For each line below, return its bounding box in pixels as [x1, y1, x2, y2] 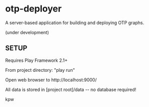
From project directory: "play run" [5, 67, 76, 73]
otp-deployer [5, 3, 62, 15]
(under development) [5, 29, 49, 35]
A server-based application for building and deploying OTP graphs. [5, 20, 144, 26]
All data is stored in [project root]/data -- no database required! [5, 86, 136, 92]
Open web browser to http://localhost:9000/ [5, 76, 97, 83]
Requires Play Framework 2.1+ [5, 57, 68, 63]
